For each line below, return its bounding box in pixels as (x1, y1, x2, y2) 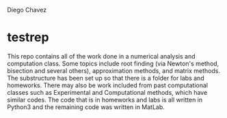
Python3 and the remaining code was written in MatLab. (7, 102, 165, 111)
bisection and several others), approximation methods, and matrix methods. (7, 66, 221, 74)
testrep (7, 30, 49, 45)
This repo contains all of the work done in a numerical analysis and (7, 52, 196, 60)
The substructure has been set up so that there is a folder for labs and (7, 74, 204, 82)
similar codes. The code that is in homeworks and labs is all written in (7, 95, 203, 104)
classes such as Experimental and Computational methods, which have (7, 88, 208, 96)
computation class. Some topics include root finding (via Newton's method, (7, 59, 219, 68)
